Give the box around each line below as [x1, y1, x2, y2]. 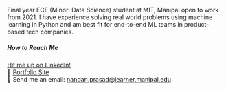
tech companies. [26, 27, 74, 36]
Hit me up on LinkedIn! [7, 60, 71, 69]
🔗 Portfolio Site [7, 68, 49, 76]
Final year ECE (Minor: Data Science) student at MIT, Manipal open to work [7, 6, 219, 14]
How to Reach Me [7, 43, 58, 52]
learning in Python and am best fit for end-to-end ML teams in [7, 21, 183, 28]
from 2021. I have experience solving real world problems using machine [7, 13, 213, 21]
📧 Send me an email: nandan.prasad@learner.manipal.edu [7, 75, 172, 83]
